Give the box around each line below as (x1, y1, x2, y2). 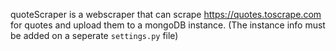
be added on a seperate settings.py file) (10, 30, 179, 41)
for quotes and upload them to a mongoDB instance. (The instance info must (10, 19, 326, 31)
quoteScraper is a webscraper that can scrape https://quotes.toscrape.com (10, 9, 322, 20)
